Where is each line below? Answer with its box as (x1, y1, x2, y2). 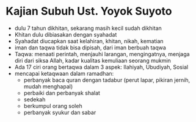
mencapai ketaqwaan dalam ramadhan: (14, 70, 114, 77)
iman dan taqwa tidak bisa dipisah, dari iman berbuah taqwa (14, 44, 166, 51)
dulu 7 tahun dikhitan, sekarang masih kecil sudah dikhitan (14, 24, 162, 32)
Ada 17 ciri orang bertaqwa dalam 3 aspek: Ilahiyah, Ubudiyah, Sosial (14, 63, 189, 71)
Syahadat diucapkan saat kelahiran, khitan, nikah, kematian (14, 37, 164, 45)
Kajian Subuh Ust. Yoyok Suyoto (5, 4, 172, 18)
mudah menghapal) (23, 82, 73, 90)
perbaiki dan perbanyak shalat (23, 89, 100, 96)
